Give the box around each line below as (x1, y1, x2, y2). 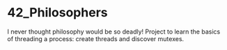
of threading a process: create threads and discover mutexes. (7, 34, 185, 42)
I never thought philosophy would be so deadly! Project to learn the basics (7, 27, 221, 36)
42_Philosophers (7, 5, 108, 21)
